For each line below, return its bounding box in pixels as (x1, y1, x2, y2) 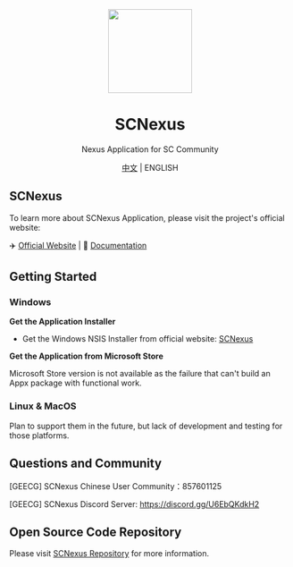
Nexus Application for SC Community (81, 143, 219, 155)
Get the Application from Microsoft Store (9, 351, 163, 361)
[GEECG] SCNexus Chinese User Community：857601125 (9, 480, 222, 491)
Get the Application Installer (9, 317, 116, 327)
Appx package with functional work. (9, 377, 142, 388)
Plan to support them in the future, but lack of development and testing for (9, 420, 283, 431)
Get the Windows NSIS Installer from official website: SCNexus (21, 334, 254, 344)
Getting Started (9, 269, 97, 284)
